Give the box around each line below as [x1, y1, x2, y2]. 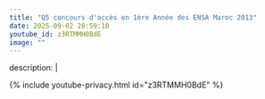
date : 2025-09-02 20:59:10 [9, 21, 110, 30]
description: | [9, 62, 58, 73]
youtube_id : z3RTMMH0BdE [9, 29, 102, 38]
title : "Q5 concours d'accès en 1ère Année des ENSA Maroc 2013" [9, 12, 257, 22]
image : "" [9, 37, 46, 47]
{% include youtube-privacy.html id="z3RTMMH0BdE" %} [9, 79, 224, 90]
